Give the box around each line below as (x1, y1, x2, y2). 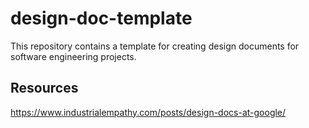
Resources (10, 80, 79, 97)
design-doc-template (10, 7, 193, 30)
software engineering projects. (10, 50, 137, 62)
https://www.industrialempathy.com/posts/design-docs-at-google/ (10, 106, 287, 118)
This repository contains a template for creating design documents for (10, 40, 300, 52)
